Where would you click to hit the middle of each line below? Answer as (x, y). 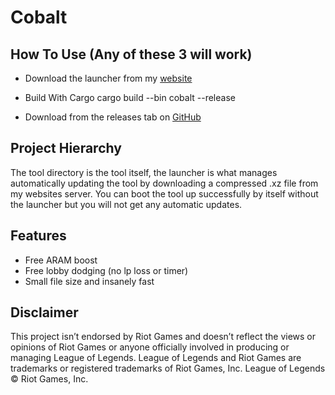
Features (38, 236)
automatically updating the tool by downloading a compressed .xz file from (164, 183)
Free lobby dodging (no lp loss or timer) (106, 270)
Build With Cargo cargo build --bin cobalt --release (130, 97)
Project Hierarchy (66, 148)
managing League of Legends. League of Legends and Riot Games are (156, 358)
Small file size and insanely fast (89, 281)
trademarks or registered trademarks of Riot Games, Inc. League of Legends (168, 368)
